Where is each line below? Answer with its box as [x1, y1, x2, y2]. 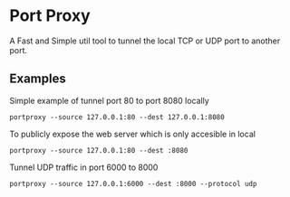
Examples [9, 71, 66, 87]
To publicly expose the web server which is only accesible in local [9, 128, 256, 139]
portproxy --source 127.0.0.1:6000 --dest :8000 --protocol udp [9, 179, 257, 188]
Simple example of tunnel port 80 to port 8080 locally [9, 95, 210, 106]
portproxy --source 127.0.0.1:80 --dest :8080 [9, 145, 188, 155]
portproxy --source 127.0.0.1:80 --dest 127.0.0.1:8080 [9, 112, 225, 122]
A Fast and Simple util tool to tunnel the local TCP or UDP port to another [9, 35, 281, 46]
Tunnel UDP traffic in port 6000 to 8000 [9, 162, 159, 173]
